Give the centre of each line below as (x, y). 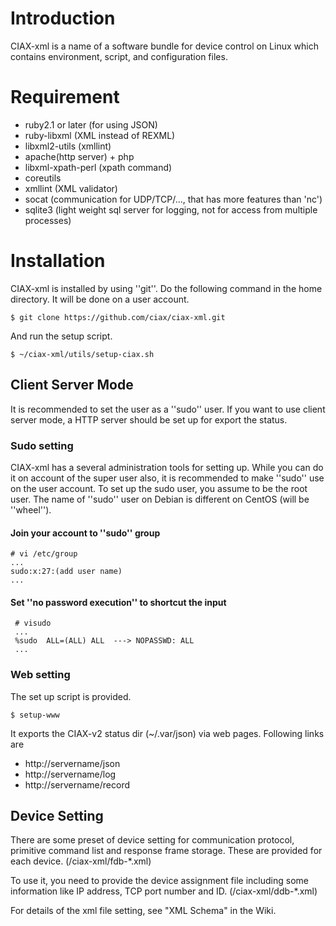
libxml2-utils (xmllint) (68, 146)
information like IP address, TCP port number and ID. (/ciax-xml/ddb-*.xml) (164, 891)
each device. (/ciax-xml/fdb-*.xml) (81, 861)
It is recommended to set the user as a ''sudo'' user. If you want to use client (168, 409)
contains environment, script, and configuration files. (119, 56)
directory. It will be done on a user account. (100, 299)
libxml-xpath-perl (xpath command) (98, 167)
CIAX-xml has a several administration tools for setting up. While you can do (167, 467)
